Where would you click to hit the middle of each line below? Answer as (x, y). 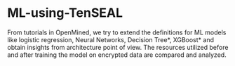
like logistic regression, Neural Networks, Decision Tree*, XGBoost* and (110, 39)
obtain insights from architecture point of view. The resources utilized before (118, 47)
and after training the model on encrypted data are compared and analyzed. (117, 55)
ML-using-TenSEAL (65, 13)
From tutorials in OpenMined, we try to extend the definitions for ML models (117, 32)
